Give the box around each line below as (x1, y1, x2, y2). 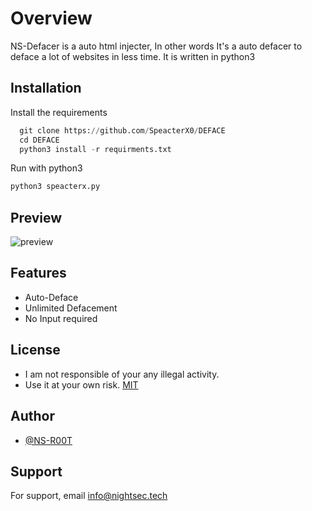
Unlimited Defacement (24, 302, 118, 314)
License (10, 342, 61, 359)
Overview (10, 7, 93, 30)
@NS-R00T (24, 434, 73, 446)
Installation (10, 80, 82, 97)
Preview (10, 209, 63, 226)
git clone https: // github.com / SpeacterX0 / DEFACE (19, 125, 226, 136)
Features (10, 265, 67, 282)
